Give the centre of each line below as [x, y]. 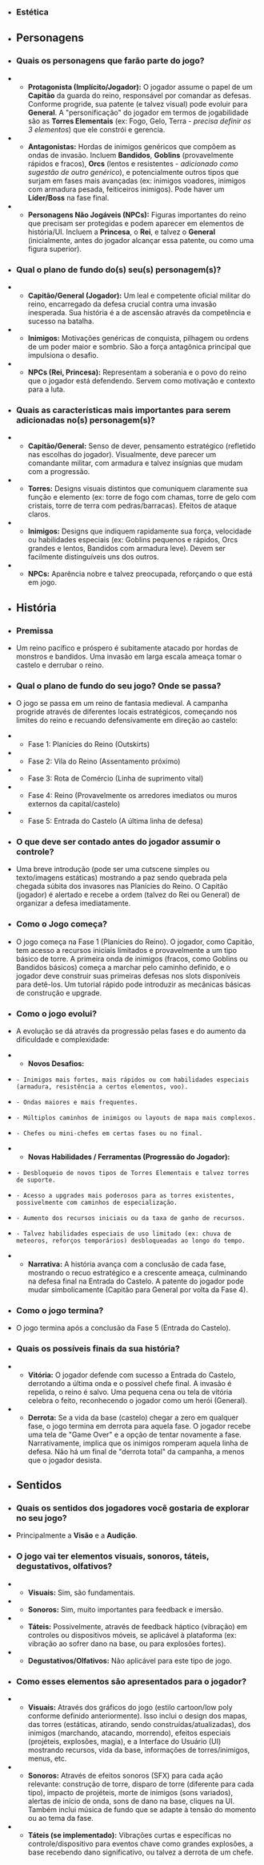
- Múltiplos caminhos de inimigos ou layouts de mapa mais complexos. [136, 1118]
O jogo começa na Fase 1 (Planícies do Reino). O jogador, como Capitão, [135, 942]
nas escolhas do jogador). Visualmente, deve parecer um [122, 455]
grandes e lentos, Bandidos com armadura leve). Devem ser [127, 549]
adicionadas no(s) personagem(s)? [86, 420]
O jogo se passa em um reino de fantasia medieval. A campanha [122, 703]
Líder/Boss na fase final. [68, 197]
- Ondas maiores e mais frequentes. [77, 1103]
